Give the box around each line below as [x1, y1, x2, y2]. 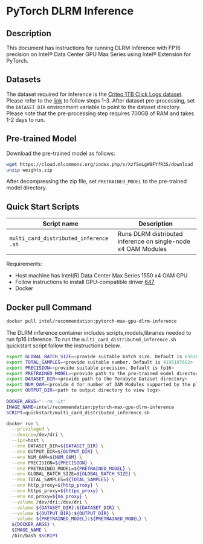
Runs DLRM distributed [117, 230, 183, 238]
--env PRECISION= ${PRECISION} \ [11, 460, 94, 466]
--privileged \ [11, 426, 50, 432]
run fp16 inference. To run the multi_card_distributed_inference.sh [6, 335, 176, 343]
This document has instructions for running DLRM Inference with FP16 [6, 44, 181, 51]
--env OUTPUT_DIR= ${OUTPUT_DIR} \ [11, 448, 98, 455]
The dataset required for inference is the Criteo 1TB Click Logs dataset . [6, 90, 183, 98]
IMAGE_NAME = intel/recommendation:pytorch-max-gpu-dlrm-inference [6, 404, 174, 410]
